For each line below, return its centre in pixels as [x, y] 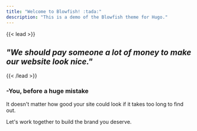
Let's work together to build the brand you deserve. [69, 122]
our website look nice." [49, 62]
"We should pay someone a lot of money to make [99, 52]
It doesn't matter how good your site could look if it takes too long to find [95, 104]
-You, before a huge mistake [47, 91]
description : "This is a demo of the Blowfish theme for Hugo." [87, 17]
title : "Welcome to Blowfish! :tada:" [54, 12]
